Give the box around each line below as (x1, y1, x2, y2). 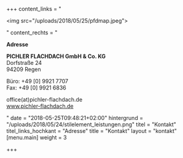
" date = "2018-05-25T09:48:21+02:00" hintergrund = (6, 115, 143, 121)
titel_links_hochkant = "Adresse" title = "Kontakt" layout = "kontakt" (6, 127, 177, 134)
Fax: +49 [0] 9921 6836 (6, 84, 66, 91)
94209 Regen (6, 66, 41, 73)
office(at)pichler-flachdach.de (6, 96, 83, 103)
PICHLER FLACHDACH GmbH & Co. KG (6, 53, 106, 60)
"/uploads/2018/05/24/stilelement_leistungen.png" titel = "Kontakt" (6, 121, 177, 128)
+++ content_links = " (6, 6, 61, 12)
